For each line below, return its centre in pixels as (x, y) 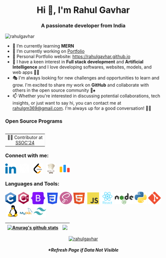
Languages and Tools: (32, 184)
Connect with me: (27, 155)
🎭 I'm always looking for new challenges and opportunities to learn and (86, 78)
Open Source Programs (34, 121)
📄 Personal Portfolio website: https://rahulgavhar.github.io (71, 57)
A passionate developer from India (83, 26)
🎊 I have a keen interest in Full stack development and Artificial (78, 62)
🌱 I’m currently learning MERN (43, 46)
